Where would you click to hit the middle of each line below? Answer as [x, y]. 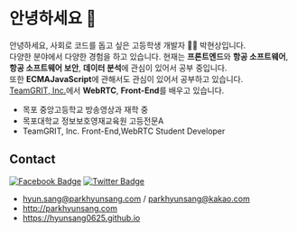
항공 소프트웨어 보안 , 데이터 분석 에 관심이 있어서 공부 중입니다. [118, 68]
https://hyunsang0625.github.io [81, 218]
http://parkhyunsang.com [70, 208]
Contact [32, 159]
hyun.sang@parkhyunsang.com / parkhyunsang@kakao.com [136, 199]
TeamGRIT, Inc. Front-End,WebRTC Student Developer [124, 131]
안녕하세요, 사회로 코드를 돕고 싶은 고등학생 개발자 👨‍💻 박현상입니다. [128, 45]
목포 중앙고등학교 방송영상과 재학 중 [85, 109]
